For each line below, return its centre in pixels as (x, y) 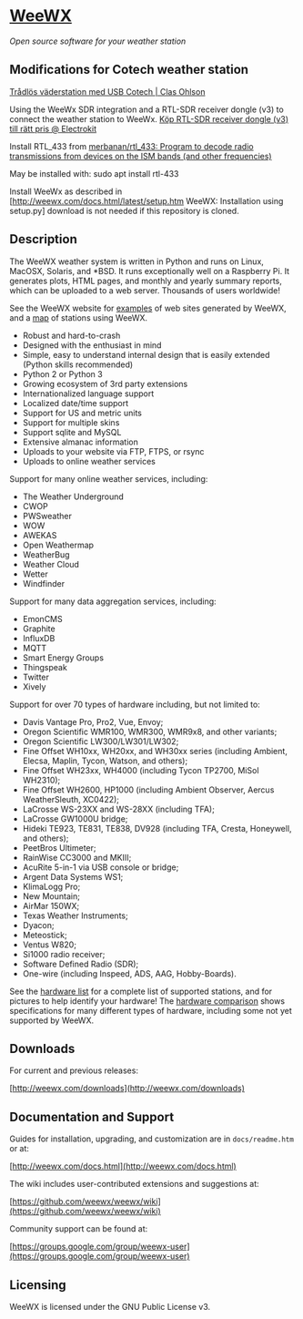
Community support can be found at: (79, 1229)
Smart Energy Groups (63, 658)
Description (43, 239)
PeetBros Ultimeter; (59, 847)
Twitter (36, 677)
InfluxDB (39, 638)
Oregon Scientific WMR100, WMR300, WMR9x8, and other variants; (150, 731)
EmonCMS (42, 619)
